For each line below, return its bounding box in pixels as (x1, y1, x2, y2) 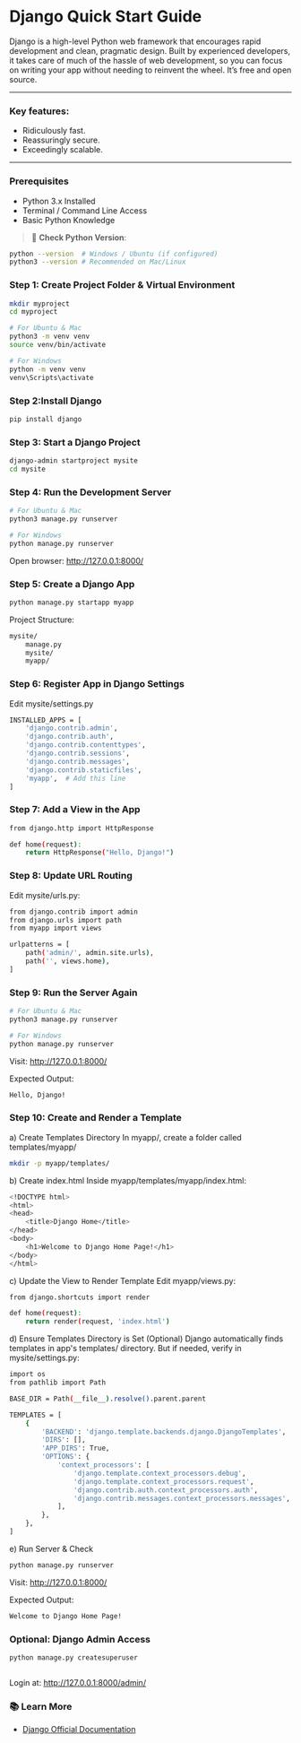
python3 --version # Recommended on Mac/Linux (9, 257, 186, 266)
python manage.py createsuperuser (9, 1652, 139, 1662)
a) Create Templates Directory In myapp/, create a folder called (9, 1132, 242, 1142)
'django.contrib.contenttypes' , (25, 741, 146, 750)
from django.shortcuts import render (9, 1293, 150, 1302)
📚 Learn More (9, 1700, 73, 1713)
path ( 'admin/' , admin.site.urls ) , (25, 949, 154, 958)
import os (9, 1370, 47, 1379)
